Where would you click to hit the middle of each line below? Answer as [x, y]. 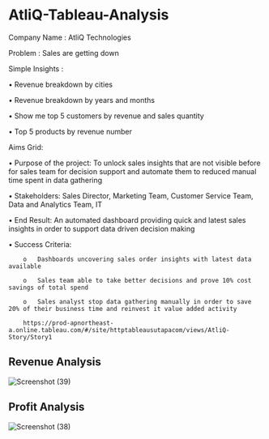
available [25, 266]
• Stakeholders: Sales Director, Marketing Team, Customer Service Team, [131, 195]
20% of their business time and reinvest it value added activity [123, 309]
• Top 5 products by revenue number [70, 131]
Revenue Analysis [55, 362]
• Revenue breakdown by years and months [82, 100]
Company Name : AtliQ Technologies [70, 37]
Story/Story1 [30, 337]
